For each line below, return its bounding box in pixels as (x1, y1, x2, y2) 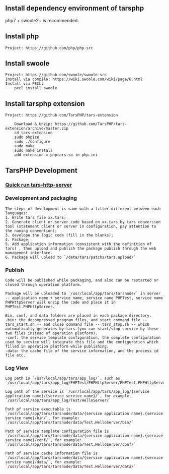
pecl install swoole (14, 86, 57, 91)
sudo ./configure (14, 139, 51, 144)
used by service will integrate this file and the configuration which (5, 340, 158, 345)
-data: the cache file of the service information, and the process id (5, 348, 158, 353)
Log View (5, 365, 29, 372)
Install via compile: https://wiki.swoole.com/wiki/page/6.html (5, 77, 143, 82)
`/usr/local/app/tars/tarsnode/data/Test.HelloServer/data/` (5, 464, 136, 469)
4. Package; (5, 237, 30, 242)
